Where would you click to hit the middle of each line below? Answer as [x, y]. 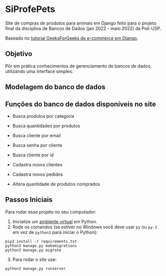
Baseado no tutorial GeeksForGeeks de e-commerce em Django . [72, 38]
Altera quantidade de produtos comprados [56, 184]
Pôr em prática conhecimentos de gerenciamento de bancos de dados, [78, 66]
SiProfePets [30, 9]
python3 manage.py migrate [33, 250]
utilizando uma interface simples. [39, 71]
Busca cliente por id [33, 155]
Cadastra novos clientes [37, 164]
